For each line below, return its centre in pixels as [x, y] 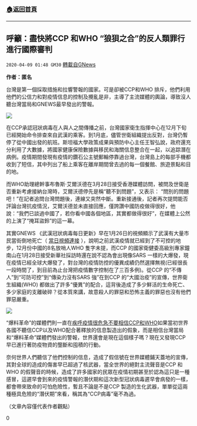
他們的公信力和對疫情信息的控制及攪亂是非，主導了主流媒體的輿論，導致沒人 [98, 97]
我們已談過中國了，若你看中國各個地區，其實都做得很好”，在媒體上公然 [104, 214]
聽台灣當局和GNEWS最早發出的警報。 [52, 104]
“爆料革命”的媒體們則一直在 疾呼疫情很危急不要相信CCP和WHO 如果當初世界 [97, 323]
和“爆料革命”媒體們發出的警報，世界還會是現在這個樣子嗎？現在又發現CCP [96, 337]
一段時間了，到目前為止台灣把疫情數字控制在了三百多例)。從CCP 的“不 [91, 270]
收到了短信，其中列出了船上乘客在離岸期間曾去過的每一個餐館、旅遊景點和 [96, 164]
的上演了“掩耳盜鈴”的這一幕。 [42, 221]
